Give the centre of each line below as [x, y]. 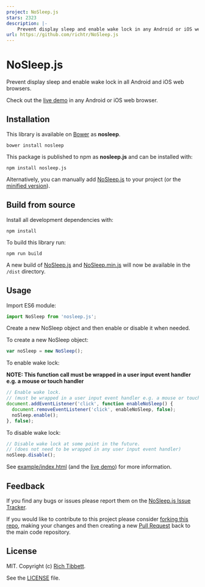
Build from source [41, 205]
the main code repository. [39, 532]
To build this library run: [36, 242]
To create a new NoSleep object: [47, 340]
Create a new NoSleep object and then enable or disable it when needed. [98, 328]
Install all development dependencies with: [60, 220]
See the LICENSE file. [33, 578]
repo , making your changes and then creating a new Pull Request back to [99, 525]
